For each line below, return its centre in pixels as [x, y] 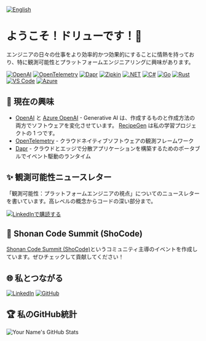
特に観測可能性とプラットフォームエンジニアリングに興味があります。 [105, 62]
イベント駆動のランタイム [58, 156]
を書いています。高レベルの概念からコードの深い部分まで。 [81, 201]
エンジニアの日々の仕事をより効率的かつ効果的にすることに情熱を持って [98, 54]
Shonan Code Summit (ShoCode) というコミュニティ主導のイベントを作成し [102, 249]
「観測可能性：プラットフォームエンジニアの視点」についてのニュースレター [103, 193]
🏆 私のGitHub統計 [42, 314]
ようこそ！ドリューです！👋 [74, 36]
